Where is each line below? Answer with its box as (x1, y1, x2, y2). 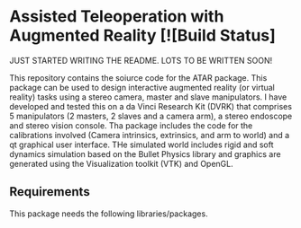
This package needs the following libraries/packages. (9, 208, 209, 219)
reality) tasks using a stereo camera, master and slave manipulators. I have (9, 92, 287, 102)
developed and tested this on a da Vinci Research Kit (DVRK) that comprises (9, 101, 293, 111)
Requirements (9, 184, 90, 199)
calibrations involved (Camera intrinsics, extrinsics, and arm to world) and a (9, 129, 290, 140)
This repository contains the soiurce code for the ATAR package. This (9, 72, 268, 83)
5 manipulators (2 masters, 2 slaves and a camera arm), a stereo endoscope (9, 110, 293, 121)
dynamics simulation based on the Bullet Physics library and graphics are (9, 148, 281, 159)
